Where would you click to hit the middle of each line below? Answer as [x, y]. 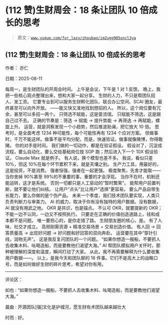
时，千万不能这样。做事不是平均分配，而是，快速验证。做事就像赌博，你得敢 [84, 139]
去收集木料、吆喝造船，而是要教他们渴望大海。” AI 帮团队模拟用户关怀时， [81, 245]
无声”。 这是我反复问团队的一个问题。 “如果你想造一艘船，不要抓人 [91, 239]
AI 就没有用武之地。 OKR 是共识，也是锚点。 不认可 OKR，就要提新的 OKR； [84, 207]
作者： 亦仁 [17, 67]
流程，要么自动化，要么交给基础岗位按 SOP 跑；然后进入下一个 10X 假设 [79, 151]
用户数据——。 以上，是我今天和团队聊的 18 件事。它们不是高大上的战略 [79, 257]
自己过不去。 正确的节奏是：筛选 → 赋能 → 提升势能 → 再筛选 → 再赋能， [80, 120]
